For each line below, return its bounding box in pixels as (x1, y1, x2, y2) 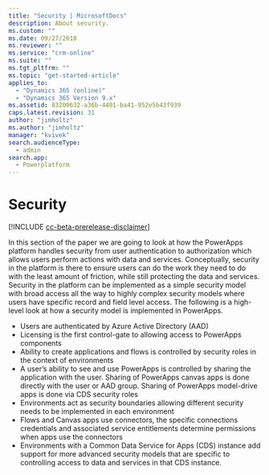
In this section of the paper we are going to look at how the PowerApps (8, 237, 243, 247)
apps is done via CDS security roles (19, 390, 139, 400)
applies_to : (8, 79, 48, 87)
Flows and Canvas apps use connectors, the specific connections (19, 415, 238, 425)
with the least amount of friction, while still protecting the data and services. (8, 272, 260, 282)
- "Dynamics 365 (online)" (15, 86, 106, 95)
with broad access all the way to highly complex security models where (8, 289, 245, 298)
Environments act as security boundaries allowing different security (19, 398, 244, 408)
